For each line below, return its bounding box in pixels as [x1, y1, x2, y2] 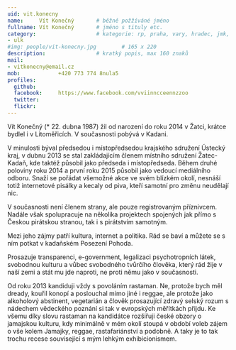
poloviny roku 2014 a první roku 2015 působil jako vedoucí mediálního [7, 166, 211, 175]
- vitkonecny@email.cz [7, 63, 74, 70]
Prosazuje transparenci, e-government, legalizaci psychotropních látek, [7, 253, 216, 261]
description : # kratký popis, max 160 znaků [7, 50, 189, 58]
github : [13, 83, 37, 90]
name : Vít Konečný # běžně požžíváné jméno [7, 17, 170, 24]
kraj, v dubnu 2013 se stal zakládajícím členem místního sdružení [7, 151, 197, 160]
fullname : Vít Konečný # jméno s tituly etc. [7, 23, 163, 31]
